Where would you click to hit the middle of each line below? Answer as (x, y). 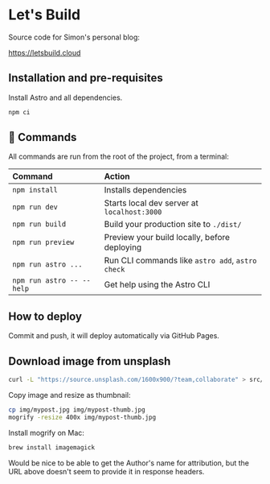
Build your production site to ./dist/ (173, 225)
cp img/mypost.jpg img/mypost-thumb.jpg (77, 410)
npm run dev (35, 207)
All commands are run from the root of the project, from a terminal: (119, 157)
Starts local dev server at (151, 203)
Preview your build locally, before (167, 238)
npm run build (39, 224)
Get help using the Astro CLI (157, 285)
